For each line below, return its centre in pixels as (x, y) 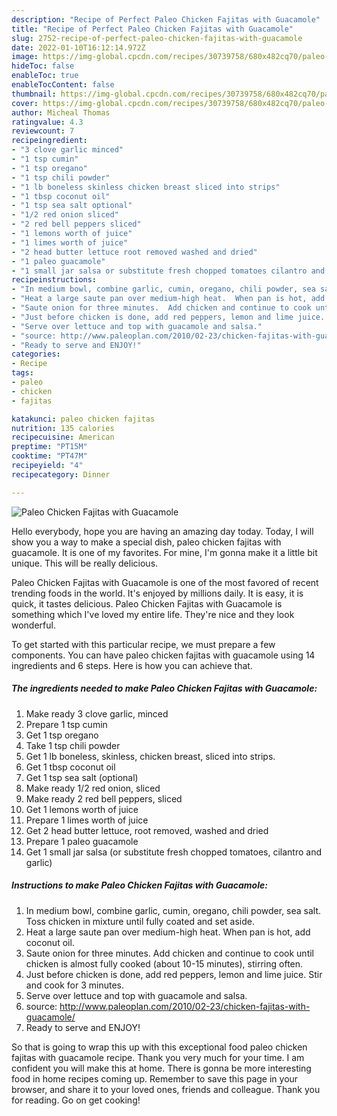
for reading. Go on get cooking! (76, 1100)
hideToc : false (43, 66)
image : (25, 57)
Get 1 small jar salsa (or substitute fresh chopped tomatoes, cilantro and (173, 852)
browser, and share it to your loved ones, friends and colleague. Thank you (166, 1089)
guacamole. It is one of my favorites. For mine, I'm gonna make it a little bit (164, 552)
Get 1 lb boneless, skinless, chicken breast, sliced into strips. (150, 756)
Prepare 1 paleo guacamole (82, 841)
